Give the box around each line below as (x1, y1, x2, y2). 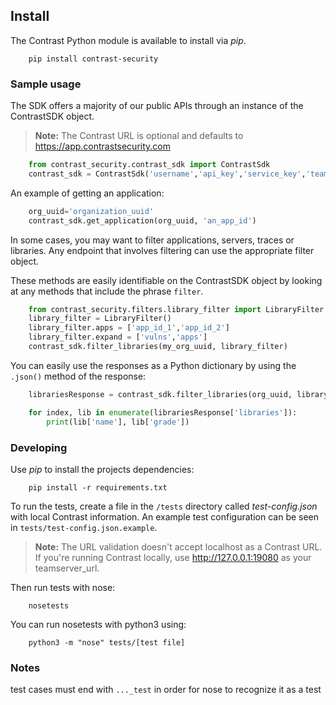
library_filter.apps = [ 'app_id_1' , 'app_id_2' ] (28, 323, 230, 333)
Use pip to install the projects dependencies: (10, 463, 195, 475)
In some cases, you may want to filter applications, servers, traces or (10, 234, 295, 246)
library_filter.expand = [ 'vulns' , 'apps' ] (28, 332, 208, 343)
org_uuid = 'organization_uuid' (28, 206, 155, 216)
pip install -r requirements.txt (28, 482, 168, 493)
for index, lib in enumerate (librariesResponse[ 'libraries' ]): (28, 407, 298, 418)
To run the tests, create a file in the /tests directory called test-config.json (10, 500, 318, 512)
